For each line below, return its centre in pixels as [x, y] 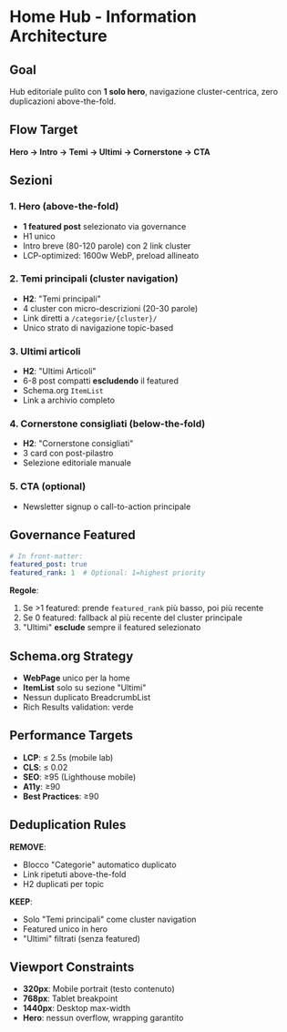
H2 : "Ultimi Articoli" [59, 372]
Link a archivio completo [69, 400]
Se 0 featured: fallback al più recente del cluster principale [133, 618]
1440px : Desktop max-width [76, 1008]
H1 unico [39, 236]
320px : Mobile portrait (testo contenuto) [98, 989]
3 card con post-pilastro [68, 454]
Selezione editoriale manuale [77, 463]
